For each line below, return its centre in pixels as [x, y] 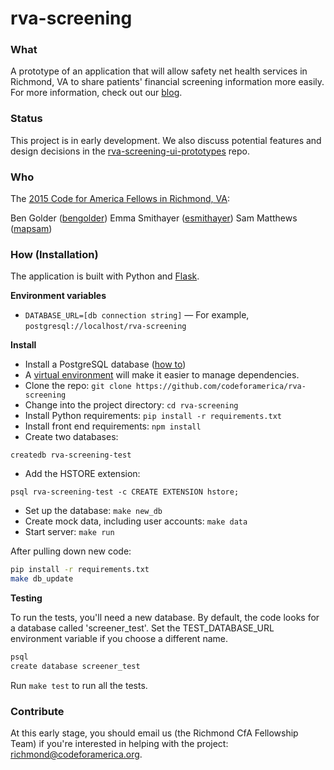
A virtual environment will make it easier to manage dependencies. [162, 375]
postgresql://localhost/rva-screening [105, 327]
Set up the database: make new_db [93, 511]
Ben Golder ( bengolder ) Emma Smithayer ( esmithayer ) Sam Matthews [154, 218]
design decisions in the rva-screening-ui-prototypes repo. [130, 151]
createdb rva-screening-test [71, 455]
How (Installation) [54, 254]
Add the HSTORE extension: [82, 474]
